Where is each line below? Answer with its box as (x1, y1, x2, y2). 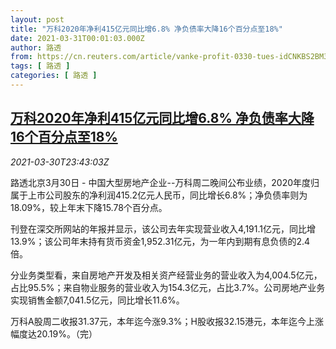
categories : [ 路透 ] (10, 71, 98, 81)
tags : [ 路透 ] (10, 61, 71, 71)
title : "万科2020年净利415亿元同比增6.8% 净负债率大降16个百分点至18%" (10, 24, 283, 34)
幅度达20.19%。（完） (10, 327, 98, 340)
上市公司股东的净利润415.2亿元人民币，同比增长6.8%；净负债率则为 (27, 189, 308, 201)
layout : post (10, 14, 65, 25)
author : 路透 (10, 42, 62, 53)
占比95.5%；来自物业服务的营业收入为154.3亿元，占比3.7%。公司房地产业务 (10, 281, 326, 293)
